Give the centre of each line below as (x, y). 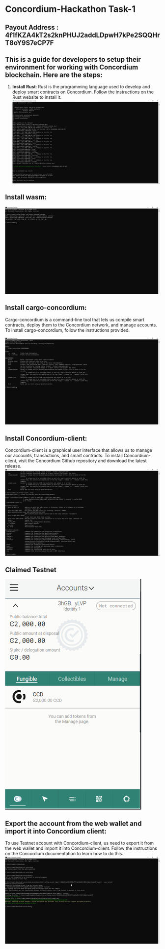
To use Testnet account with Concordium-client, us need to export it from (79, 843)
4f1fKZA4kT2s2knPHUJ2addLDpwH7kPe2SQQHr (82, 35)
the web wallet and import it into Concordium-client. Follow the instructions (81, 848)
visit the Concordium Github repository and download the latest (82, 461)
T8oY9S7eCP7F (29, 43)
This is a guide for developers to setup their (73, 59)
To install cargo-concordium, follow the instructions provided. (68, 330)
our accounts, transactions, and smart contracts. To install (64, 455)
